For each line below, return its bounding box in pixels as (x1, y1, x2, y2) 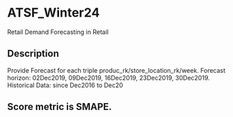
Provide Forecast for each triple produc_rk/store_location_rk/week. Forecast (7, 66, 226, 74)
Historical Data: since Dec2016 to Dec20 (7, 81, 124, 89)
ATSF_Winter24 (7, 5, 100, 21)
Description (7, 48, 59, 60)
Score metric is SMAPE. (7, 101, 113, 113)
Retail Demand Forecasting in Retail (7, 28, 109, 36)
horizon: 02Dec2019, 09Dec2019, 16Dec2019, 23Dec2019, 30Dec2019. (7, 73, 210, 82)
